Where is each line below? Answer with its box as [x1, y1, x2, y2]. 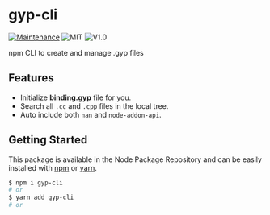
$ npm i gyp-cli [8, 179, 63, 187]
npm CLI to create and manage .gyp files [8, 48, 144, 57]
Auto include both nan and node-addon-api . [19, 110, 162, 119]
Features [8, 71, 54, 85]
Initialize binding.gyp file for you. [19, 93, 132, 102]
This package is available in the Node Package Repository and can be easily [8, 155, 263, 164]
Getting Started [8, 133, 88, 147]
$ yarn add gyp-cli [8, 193, 74, 202]
